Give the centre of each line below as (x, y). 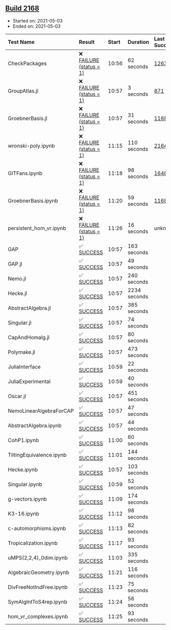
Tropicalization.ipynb (33, 543)
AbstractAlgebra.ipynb (35, 425)
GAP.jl (15, 264)
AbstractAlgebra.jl (29, 308)
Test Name (21, 42)
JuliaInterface (24, 366)
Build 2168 (22, 8)
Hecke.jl (18, 293)
